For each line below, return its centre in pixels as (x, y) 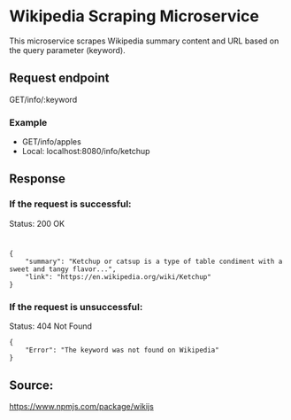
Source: (31, 385)
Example (28, 122)
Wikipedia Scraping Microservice (134, 16)
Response (38, 179)
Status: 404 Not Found (51, 326)
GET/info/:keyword (43, 99)
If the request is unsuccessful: (76, 307)
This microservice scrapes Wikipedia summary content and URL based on (144, 41)
